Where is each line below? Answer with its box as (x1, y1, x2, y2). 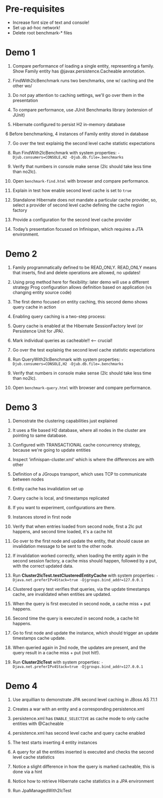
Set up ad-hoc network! (12, 24, 60, 30)
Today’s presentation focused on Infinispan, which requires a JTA (12, 226, 144, 232)
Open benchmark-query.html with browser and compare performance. (12, 385, 152, 390)
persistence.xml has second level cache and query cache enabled (12, 730, 145, 736)
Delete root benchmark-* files (12, 30, 72, 36)
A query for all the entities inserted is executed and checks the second (12, 749, 154, 755)
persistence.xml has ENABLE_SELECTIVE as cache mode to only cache (12, 715, 149, 721)
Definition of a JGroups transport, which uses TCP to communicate (12, 471, 147, 477)
